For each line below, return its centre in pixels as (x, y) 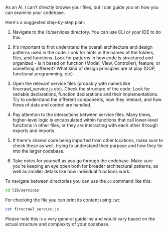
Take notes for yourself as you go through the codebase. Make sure (82, 161)
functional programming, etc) (43, 74)
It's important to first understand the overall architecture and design (82, 47)
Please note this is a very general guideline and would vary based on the (80, 218)
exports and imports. (34, 131)
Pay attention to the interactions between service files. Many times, (82, 114)
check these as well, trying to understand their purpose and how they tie (88, 146)
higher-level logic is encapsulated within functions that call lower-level (85, 120)
